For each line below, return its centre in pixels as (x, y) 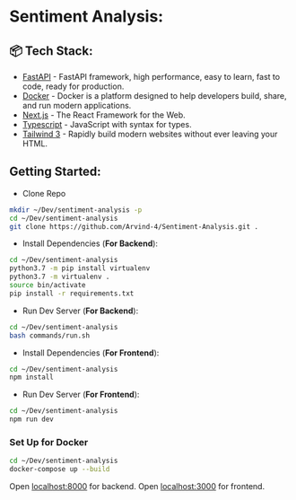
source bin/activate (48, 285)
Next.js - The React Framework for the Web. (104, 115)
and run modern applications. (77, 105)
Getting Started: (55, 172)
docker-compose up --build (60, 469)
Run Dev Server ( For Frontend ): (81, 395)
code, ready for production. (73, 86)
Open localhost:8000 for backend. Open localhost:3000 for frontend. (137, 487)
